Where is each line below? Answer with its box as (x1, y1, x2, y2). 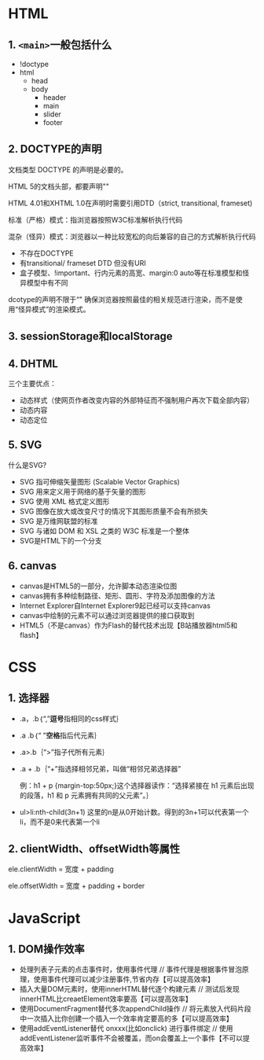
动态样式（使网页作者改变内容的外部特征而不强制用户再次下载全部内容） (19, 396, 254, 405)
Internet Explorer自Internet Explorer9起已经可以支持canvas (19, 601, 211, 610)
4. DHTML (8, 357, 59, 370)
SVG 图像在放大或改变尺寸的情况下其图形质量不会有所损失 (19, 506, 208, 516)
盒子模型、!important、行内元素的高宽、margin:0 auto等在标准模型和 (19, 268, 243, 278)
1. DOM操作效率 (8, 943, 85, 956)
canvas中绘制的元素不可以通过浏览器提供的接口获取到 (19, 610, 195, 620)
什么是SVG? (8, 460, 47, 469)
